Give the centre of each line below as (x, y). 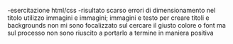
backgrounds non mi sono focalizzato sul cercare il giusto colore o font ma (116, 25)
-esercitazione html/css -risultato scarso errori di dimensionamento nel (112, 10)
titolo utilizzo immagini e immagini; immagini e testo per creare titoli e (108, 18)
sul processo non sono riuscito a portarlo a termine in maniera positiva (111, 33)
